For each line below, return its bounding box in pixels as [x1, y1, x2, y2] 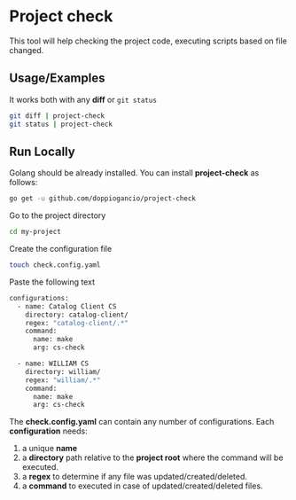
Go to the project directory [9, 210, 106, 221]
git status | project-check [9, 120, 113, 129]
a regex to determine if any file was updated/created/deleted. [21, 472, 248, 482]
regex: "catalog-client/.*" [25, 318, 129, 327]
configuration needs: [9, 426, 88, 436]
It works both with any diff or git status [9, 94, 158, 105]
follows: [9, 177, 38, 188]
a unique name [21, 443, 78, 454]
